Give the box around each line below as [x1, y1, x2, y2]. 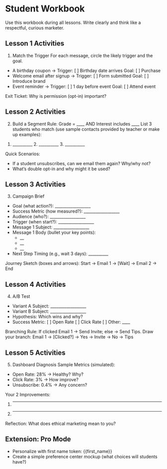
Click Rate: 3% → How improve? [12, 377, 79, 382]
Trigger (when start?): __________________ [12, 219, 94, 225]
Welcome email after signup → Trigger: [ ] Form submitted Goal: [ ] [12, 73, 149, 79]
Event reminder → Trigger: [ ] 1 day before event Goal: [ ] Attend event [12, 83, 156, 89]
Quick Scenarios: [5, 151, 40, 157]
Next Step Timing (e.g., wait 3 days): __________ [12, 250, 108, 257]
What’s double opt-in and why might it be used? [12, 166, 110, 172]
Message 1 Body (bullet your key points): [12, 230, 96, 235]
